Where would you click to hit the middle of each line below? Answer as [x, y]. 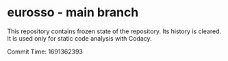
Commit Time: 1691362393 [45, 52]
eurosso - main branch [73, 13]
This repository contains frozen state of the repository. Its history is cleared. [114, 31]
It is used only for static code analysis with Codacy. [79, 38]
